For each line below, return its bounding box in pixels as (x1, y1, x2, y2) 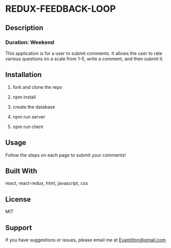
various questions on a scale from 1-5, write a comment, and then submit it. (5, 56, 164, 62)
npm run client (12, 123, 43, 130)
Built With (5, 166, 37, 175)
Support (5, 223, 32, 232)
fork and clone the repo (12, 84, 62, 90)
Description (5, 23, 43, 32)
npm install (12, 94, 36, 100)
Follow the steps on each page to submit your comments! (5, 152, 126, 158)
